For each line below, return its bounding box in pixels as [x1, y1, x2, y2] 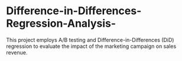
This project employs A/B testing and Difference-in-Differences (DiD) [6, 36, 174, 43]
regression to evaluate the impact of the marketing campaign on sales [6, 43, 177, 50]
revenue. [6, 49, 28, 56]
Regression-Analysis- [6, 17, 116, 30]
